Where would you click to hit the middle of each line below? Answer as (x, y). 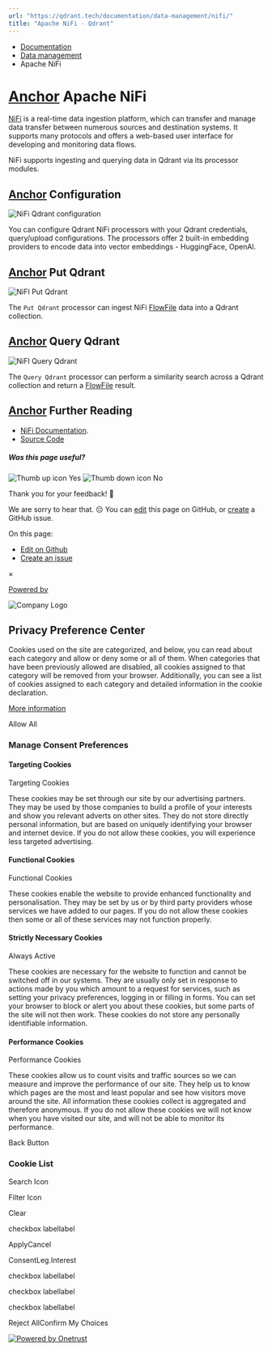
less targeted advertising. (51, 841)
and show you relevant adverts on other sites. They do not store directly (129, 816)
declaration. (28, 693)
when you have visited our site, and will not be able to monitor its (117, 1119)
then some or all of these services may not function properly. (110, 919)
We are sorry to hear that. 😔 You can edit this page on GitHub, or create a (132, 509)
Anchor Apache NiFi (78, 96)
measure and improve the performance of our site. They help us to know (130, 1084)
